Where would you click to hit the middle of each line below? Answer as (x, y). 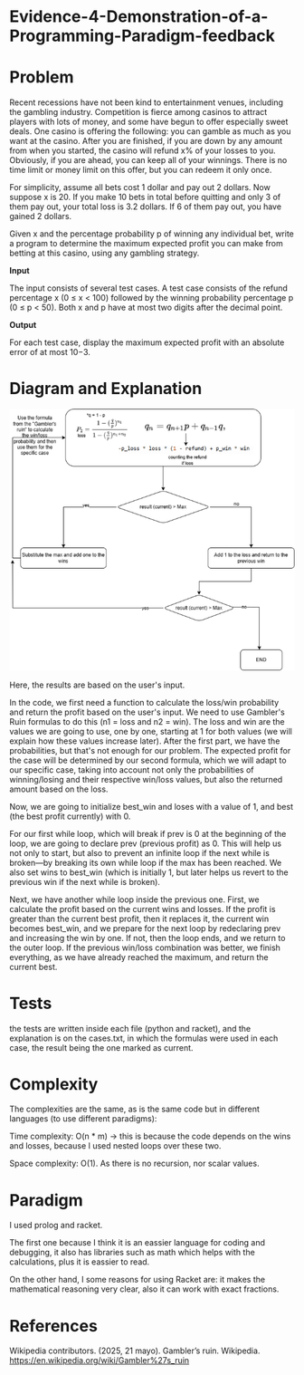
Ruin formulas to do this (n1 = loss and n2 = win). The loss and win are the (147, 721)
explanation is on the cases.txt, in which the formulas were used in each (144, 1038)
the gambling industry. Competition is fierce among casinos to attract (138, 112)
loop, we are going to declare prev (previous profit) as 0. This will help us (146, 843)
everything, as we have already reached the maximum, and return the (139, 957)
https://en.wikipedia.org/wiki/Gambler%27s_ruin (100, 1361)
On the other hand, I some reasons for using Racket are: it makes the (137, 1280)
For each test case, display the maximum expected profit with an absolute (147, 342)
